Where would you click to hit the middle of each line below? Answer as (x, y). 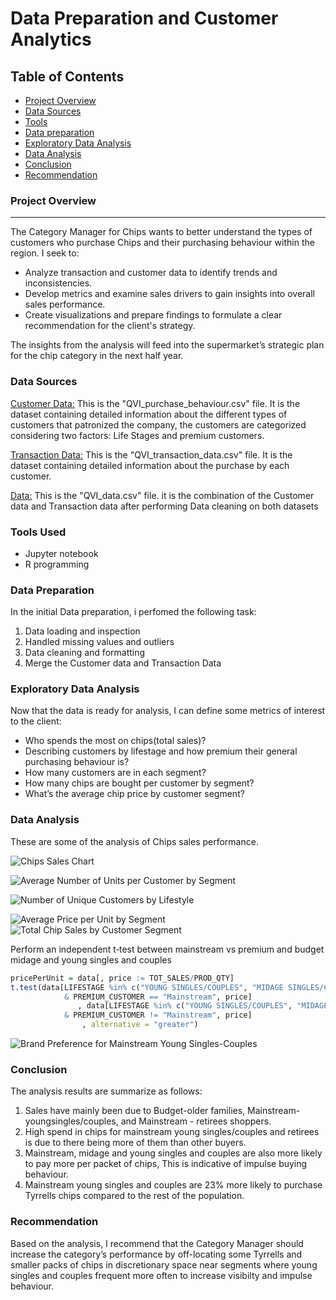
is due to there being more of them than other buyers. (135, 1143)
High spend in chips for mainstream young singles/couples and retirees (172, 1132)
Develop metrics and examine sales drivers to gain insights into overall (169, 294)
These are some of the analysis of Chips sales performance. (134, 841)
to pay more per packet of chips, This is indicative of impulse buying (166, 1164)
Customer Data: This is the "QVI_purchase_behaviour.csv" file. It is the (155, 403)
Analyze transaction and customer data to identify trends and (151, 273)
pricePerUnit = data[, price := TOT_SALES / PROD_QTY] (122, 978)
